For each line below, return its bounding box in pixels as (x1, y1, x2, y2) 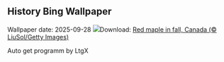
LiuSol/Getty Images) (7, 32, 69, 41)
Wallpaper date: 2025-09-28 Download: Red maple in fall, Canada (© (7, 25, 218, 34)
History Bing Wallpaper (7, 6, 112, 18)
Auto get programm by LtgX (7, 46, 89, 55)
